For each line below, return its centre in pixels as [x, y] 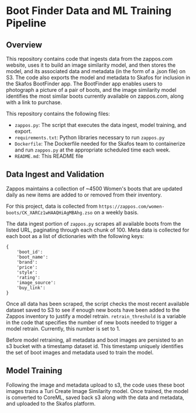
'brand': [27, 262]
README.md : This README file [49, 156]
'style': [27, 272]
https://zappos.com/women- [132, 206]
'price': [27, 267]
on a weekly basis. [116, 212]
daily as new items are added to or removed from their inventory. [84, 195]
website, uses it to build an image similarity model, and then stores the [91, 65]
